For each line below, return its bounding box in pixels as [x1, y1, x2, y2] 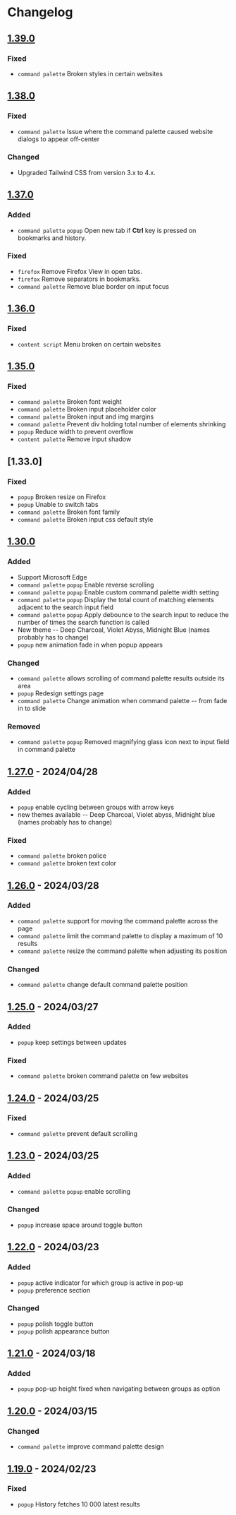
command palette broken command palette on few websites [17, 1072, 189, 1080]
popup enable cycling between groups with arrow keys [17, 803, 175, 811]
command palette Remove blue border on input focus [17, 282, 169, 290]
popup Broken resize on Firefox [17, 492, 106, 501]
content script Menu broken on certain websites [17, 340, 161, 348]
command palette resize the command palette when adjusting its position [17, 947, 228, 955]
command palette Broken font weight [17, 397, 122, 406]
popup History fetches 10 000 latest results [17, 1499, 140, 1508]
